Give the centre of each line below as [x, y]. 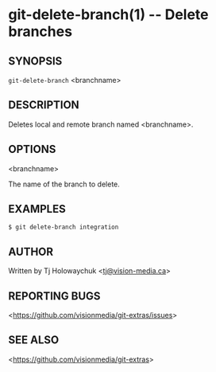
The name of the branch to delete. [64, 184]
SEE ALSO [34, 340]
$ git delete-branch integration [64, 227]
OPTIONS [32, 149]
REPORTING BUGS [54, 296]
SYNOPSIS [35, 61]
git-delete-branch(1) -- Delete [108, 15]
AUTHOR [31, 251]
